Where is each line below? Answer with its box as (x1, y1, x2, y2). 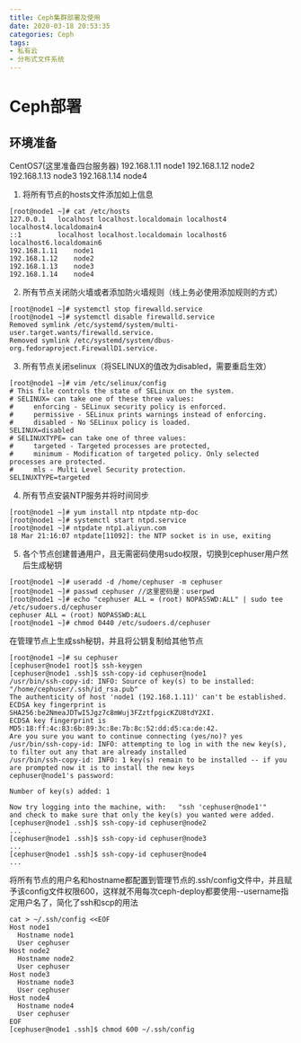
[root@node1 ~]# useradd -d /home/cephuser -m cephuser (9, 578, 223, 587)
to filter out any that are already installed (9, 747, 187, 756)
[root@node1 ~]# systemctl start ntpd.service (9, 516, 187, 525)
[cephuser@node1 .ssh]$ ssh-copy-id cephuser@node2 (9, 818, 207, 827)
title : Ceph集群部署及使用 (9, 13, 101, 22)
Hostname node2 (17, 954, 75, 963)
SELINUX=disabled (9, 426, 75, 435)
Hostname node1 (17, 931, 75, 940)
